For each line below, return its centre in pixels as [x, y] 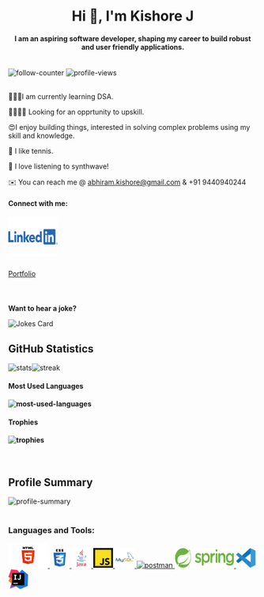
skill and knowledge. [41, 136]
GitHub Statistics [51, 349]
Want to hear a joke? [43, 309]
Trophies [23, 422]
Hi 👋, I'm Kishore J [133, 16]
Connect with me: [38, 203]
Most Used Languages [46, 386]
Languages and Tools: [51, 530]
